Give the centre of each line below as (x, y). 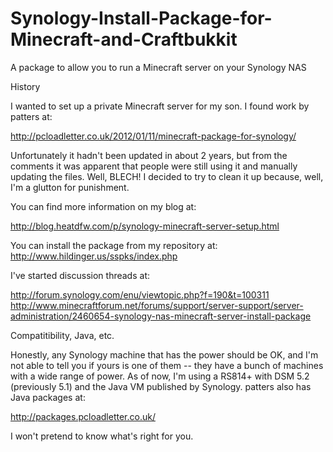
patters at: (31, 116)
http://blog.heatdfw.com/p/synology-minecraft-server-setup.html (145, 226)
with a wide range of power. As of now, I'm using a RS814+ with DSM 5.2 (160, 376)
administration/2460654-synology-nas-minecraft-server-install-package (161, 316)
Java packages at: (48, 397)
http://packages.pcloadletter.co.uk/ (83, 416)
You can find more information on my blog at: (103, 206)
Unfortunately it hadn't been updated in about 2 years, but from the (149, 155)
